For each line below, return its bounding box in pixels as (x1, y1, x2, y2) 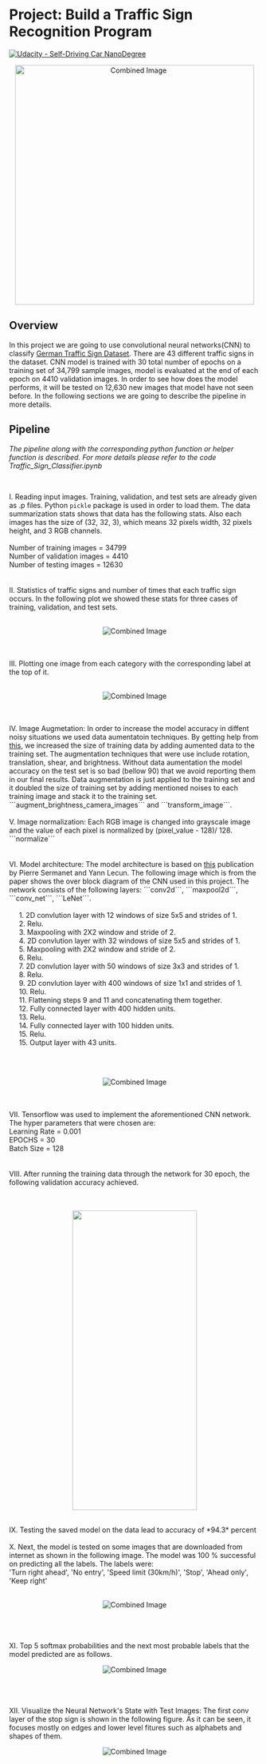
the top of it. (9, 667, 49, 677)
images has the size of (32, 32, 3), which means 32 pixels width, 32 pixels (9, 517, 252, 526)
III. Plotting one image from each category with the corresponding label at (9, 658, 252, 668)
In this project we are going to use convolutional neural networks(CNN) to (9, 340, 251, 349)
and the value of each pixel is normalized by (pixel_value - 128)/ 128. (9, 825, 233, 835)
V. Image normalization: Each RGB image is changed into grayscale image (9, 816, 251, 826)
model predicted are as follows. (9, 1649, 112, 1659)
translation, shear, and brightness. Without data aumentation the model (9, 757, 242, 767)
